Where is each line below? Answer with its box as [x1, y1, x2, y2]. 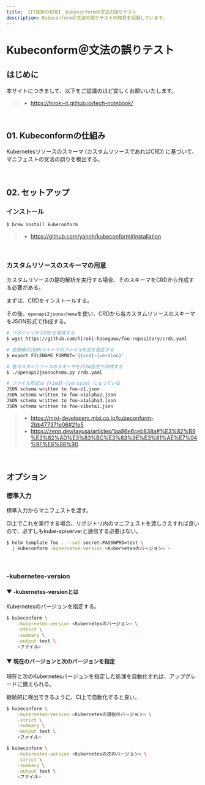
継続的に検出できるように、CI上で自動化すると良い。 [6, 693, 141, 701]
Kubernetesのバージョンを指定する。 [6, 603, 100, 610]
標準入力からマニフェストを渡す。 [6, 507, 92, 514]
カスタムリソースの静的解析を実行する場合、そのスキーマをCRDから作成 [6, 276, 189, 283]
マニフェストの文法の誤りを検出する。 [6, 156, 103, 163]
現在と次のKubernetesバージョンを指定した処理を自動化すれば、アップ [6, 673, 185, 680]
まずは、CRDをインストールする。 [6, 297, 93, 304]
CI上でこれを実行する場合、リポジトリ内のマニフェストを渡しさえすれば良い [6, 520, 199, 527]
